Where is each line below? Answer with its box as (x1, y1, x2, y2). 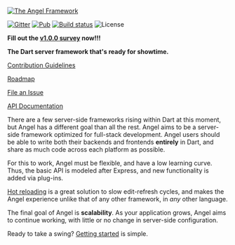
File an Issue (7, 88, 44, 96)
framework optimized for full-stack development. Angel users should (20, 131, 220, 138)
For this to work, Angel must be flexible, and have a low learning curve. (7, 159, 213, 167)
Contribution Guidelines (7, 61, 76, 69)
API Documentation (7, 102, 63, 110)
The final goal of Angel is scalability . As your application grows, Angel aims (7, 208, 227, 217)
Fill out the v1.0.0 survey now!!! (7, 34, 101, 42)
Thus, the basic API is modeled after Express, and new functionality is (7, 166, 209, 175)
